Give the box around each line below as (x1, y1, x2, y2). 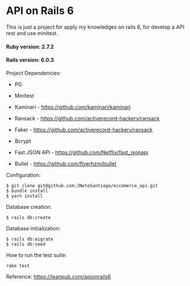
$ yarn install (6, 193, 43, 199)
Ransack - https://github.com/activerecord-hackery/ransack (14, 115, 160, 122)
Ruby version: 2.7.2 (6, 43, 54, 50)
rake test (6, 263, 30, 268)
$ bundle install (6, 188, 49, 194)
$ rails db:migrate (6, 236, 54, 242)
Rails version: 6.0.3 (6, 57, 54, 64)
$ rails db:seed (6, 241, 46, 247)
